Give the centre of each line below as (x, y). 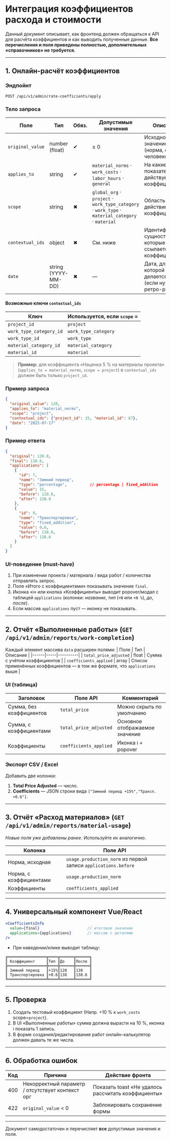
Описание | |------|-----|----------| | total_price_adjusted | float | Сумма (84, 655)
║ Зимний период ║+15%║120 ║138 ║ (49, 970)
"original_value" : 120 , (35, 404)
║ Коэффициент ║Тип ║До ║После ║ (49, 961)
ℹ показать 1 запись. (34, 1029)
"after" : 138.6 (35, 537)
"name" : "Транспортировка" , (49, 518)
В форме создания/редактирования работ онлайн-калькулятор (82, 1034)
